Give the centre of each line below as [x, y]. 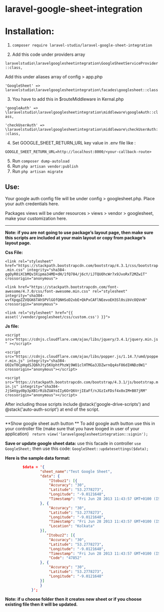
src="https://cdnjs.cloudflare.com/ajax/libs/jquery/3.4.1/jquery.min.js [82, 339]
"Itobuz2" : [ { [61, 535]
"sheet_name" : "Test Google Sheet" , [76, 471]
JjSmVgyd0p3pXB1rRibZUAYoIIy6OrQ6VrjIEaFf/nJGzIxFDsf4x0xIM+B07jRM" [76, 391]
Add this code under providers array [49, 54]
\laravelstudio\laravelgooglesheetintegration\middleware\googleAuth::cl [82, 113]
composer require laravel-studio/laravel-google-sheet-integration [82, 46]
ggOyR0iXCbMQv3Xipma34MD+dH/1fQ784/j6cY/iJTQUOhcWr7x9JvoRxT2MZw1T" [76, 274]
